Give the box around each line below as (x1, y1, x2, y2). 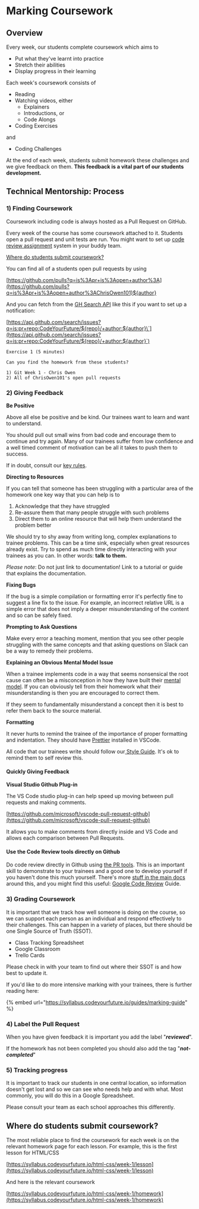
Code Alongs (23, 116, 56, 123)
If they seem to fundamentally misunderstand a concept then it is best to (6, 701, 184, 708)
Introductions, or (23, 110, 65, 116)
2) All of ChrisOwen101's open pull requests (6, 375, 121, 381)
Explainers (23, 103, 49, 110)
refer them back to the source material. (6, 707, 102, 714)
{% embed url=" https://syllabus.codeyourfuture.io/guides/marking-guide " (6, 999, 188, 1006)
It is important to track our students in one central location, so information (6, 1080, 187, 1087)
